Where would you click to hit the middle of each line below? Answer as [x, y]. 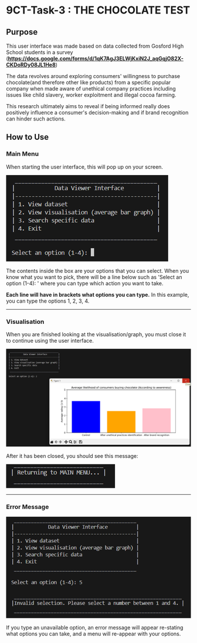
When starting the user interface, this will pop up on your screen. [84, 167]
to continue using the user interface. [50, 340]
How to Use [28, 137]
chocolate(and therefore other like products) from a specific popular [89, 82]
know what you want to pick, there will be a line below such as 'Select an [94, 277]
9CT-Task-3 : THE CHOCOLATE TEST [98, 10]
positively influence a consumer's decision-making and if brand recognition [97, 113]
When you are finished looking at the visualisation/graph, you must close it [96, 334]
